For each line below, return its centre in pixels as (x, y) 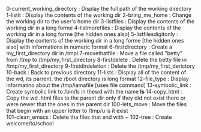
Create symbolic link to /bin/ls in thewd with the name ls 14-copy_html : (94, 91)
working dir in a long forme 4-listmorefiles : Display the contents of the (94, 28)
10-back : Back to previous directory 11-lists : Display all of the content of (96, 72)
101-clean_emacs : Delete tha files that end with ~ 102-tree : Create (89, 117)
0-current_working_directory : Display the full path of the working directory (99, 9)
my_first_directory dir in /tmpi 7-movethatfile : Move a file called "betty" (94, 53)
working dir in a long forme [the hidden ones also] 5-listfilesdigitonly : (92, 34)
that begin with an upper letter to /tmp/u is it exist (67, 111)
